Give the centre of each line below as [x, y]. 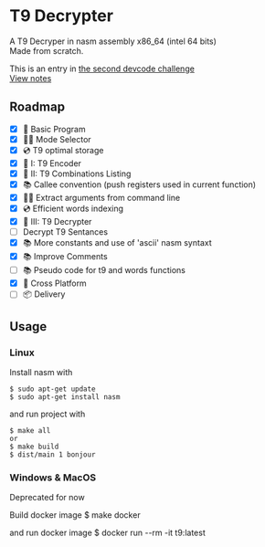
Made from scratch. [47, 50]
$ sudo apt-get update [53, 389]
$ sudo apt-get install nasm [65, 397]
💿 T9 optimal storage [63, 150]
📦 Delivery [44, 294]
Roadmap [37, 107]
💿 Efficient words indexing [73, 209]
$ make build [34, 447]
